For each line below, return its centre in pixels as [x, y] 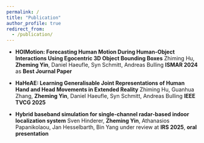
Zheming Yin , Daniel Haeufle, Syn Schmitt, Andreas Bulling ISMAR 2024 [106, 65]
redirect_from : [26, 29]
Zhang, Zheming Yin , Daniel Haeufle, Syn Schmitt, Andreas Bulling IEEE [105, 96]
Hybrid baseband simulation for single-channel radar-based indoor [102, 114]
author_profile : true [34, 23]
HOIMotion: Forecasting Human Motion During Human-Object [95, 52]
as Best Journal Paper [44, 71]
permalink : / [23, 12]
